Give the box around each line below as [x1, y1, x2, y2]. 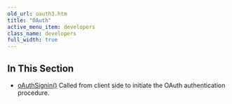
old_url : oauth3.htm [7, 10, 68, 18]
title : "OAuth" [7, 17, 52, 24]
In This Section [7, 63, 74, 74]
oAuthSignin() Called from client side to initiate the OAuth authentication [17, 81, 226, 89]
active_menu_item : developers [7, 23, 96, 30]
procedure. [17, 89, 50, 97]
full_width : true [7, 37, 58, 44]
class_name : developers [7, 30, 77, 37]
